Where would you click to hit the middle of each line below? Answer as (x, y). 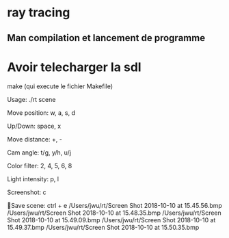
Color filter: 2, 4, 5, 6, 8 (40, 166)
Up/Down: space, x (34, 126)
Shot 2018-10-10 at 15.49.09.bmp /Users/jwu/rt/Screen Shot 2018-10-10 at (111, 220)
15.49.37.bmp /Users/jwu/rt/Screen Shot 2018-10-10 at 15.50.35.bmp (103, 227)
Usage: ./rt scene (31, 99)
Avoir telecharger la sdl (74, 67)
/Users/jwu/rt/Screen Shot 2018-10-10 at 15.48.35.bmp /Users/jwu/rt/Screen (114, 213)
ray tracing (39, 13)
